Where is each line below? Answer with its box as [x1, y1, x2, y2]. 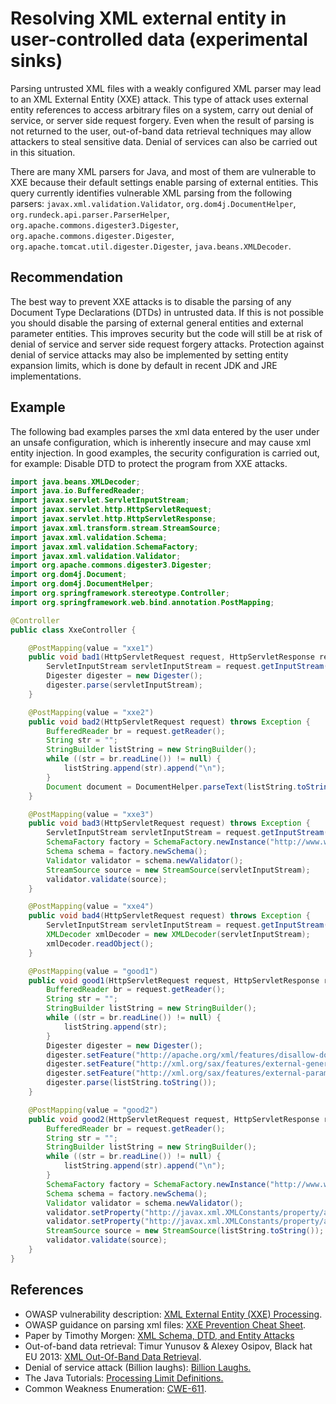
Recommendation [10, 269, 123, 286]
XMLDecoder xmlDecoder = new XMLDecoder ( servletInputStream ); [46, 930, 311, 940]
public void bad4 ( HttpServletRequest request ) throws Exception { [28, 911, 311, 921]
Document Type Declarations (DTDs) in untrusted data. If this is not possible [10, 306, 324, 318]
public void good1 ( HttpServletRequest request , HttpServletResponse [28, 975, 320, 986]
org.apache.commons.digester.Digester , [10, 229, 175, 241]
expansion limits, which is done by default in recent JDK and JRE [10, 359, 278, 371]
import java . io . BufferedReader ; [10, 486, 145, 496]
